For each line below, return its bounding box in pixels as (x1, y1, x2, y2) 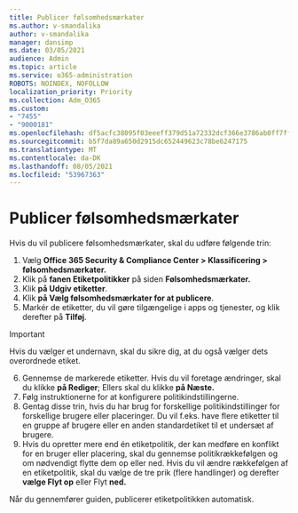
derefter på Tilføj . (21, 312, 87, 323)
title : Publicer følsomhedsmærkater (9, 12, 145, 22)
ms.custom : (9, 104, 50, 113)
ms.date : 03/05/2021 (9, 46, 86, 55)
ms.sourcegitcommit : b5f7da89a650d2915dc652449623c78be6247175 (9, 137, 248, 146)
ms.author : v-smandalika (9, 21, 101, 30)
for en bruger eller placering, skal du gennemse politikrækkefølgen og (21, 448, 278, 459)
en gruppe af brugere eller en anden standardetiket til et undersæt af (21, 420, 275, 431)
